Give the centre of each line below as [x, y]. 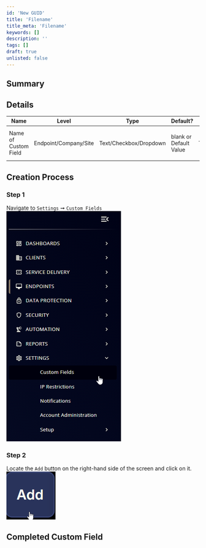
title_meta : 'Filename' [37, 26]
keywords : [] [23, 32]
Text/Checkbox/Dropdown [132, 143]
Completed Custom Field [55, 537]
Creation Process [40, 177]
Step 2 [16, 455]
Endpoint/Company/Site [64, 143]
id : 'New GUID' [26, 13]
